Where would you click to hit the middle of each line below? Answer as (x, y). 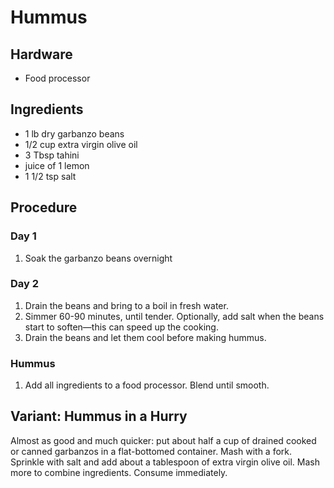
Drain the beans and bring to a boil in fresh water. (126, 305)
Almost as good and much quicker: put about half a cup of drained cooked (163, 440)
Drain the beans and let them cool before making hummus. (145, 337)
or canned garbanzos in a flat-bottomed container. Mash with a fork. (151, 451)
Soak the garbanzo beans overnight (98, 258)
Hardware (41, 54)
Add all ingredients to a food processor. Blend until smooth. (147, 385)
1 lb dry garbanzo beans (74, 133)
